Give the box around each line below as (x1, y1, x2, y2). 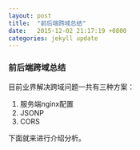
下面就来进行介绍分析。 (8, 133, 86, 143)
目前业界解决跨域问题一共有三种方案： (8, 82, 134, 91)
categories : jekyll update (8, 34, 98, 43)
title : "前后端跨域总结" (8, 19, 86, 27)
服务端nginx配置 (19, 99, 74, 108)
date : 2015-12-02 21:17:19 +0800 (8, 26, 127, 34)
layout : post (8, 11, 52, 20)
